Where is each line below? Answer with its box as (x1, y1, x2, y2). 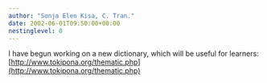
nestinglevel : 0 (8, 27, 63, 35)
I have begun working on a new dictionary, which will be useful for (8, 49, 228, 59)
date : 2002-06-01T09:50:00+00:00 (8, 19, 121, 27)
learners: (228, 49, 259, 59)
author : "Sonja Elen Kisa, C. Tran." (8, 11, 135, 20)
